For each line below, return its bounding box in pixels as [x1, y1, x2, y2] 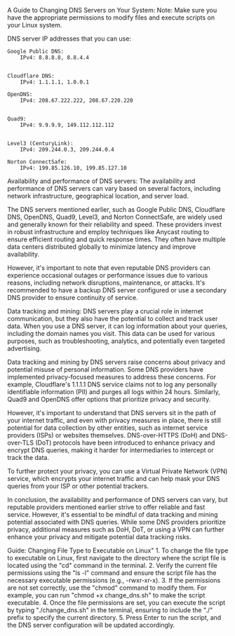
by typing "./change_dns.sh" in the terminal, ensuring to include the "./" [7, 606, 213, 614]
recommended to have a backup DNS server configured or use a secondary [7, 286, 227, 294]
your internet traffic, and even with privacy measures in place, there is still [7, 417, 221, 424]
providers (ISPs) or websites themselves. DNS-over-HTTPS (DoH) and [7, 431, 210, 439]
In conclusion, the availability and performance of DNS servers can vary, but [7, 496, 228, 503]
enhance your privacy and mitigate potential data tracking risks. [7, 533, 192, 541]
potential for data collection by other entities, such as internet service [7, 424, 208, 432]
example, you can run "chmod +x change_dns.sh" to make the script [7, 591, 206, 599]
